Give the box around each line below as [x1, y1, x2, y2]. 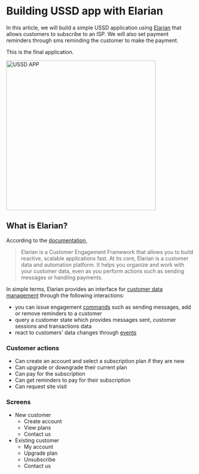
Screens [6, 397, 31, 406]
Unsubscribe [23, 456, 56, 463]
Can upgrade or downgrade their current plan [14, 364, 127, 371]
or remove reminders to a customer [14, 310, 102, 317]
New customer [14, 412, 51, 419]
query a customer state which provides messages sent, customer [14, 316, 176, 323]
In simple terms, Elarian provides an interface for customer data [6, 285, 163, 292]
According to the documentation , [6, 237, 88, 244]
